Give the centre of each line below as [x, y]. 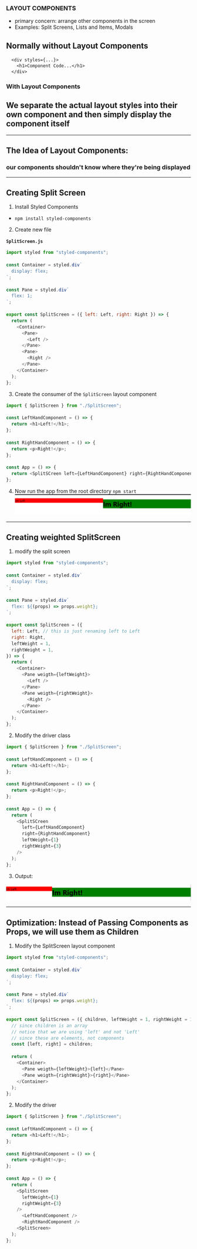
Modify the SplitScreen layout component [65, 946]
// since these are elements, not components [68, 1038]
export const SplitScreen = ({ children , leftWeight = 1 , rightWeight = [97, 1019]
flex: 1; [22, 296]
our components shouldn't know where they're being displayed [98, 168]
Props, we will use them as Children [72, 932]
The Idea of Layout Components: [67, 151]
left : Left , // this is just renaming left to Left [76, 631]
